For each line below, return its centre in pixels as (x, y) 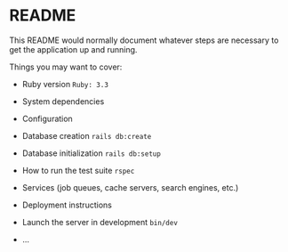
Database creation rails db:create (87, 135)
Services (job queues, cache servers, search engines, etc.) (130, 187)
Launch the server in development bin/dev (100, 222)
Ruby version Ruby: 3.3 (65, 84)
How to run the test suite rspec (78, 170)
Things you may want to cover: (66, 67)
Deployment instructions (67, 205)
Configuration (47, 118)
